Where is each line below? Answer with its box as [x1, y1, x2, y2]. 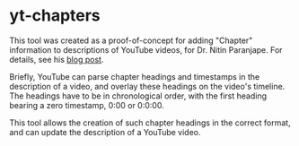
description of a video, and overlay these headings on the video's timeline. [9, 81, 286, 91]
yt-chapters [9, 5, 101, 26]
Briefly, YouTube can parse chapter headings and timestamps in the [9, 71, 260, 82]
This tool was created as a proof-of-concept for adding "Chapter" [9, 35, 253, 46]
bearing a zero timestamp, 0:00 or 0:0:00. [9, 99, 164, 110]
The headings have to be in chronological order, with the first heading [9, 90, 268, 101]
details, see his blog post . [9, 54, 104, 64]
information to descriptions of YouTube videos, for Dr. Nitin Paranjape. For [9, 44, 283, 55]
